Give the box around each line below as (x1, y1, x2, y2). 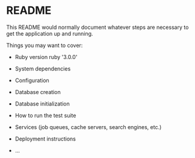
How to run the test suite (14, 112, 76, 119)
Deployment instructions (14, 135, 76, 142)
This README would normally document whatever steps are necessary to (6, 24, 189, 31)
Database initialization (14, 100, 70, 107)
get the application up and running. (6, 30, 93, 37)
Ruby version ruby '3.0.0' (14, 53, 78, 60)
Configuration (14, 77, 49, 84)
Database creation (14, 88, 61, 95)
